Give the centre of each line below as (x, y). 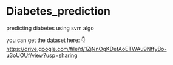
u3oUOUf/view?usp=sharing (42, 55)
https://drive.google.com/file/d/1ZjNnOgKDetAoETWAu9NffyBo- (86, 49)
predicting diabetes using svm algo (50, 28)
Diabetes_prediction (59, 11)
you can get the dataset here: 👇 (46, 40)
